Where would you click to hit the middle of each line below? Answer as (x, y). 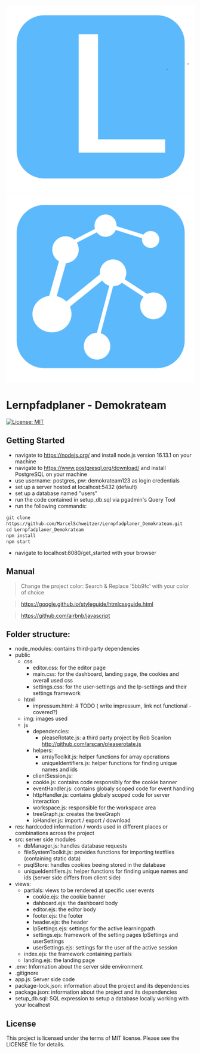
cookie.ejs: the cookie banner (69, 897)
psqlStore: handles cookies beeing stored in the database (95, 865)
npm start (19, 541)
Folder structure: (38, 634)
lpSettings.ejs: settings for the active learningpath (94, 928)
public (22, 655)
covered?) (45, 712)
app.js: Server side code (45, 979)
